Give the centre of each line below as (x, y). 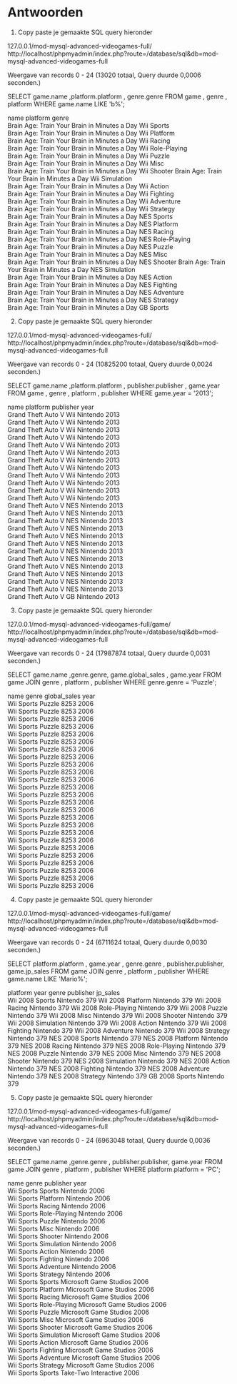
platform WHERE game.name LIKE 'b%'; (66, 103)
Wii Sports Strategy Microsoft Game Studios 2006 (81, 1365)
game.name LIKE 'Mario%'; (47, 979)
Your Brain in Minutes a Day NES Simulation (71, 269)
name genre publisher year (47, 1183)
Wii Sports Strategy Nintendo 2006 (59, 1274)
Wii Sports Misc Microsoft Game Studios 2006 (76, 1319)
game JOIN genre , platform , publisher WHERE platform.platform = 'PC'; (114, 1169)
